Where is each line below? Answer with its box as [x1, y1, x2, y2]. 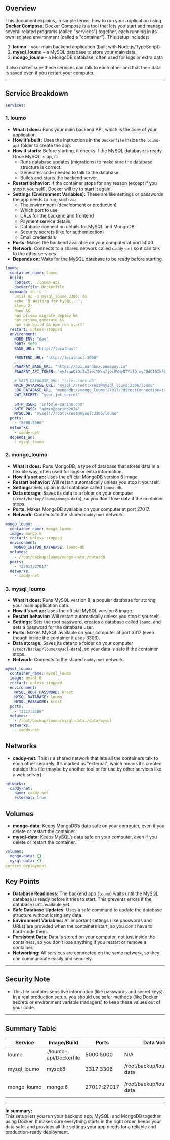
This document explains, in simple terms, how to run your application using [5, 17, 162, 23]
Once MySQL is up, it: [12, 153, 58, 159]
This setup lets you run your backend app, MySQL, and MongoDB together [5, 1113, 161, 1119]
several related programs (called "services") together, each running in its [5, 28, 157, 35]
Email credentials [20, 234, 56, 240]
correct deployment [5, 863, 47, 868]
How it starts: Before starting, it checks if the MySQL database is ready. [12, 147, 163, 154]
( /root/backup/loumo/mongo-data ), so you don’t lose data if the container [12, 495, 163, 501]
